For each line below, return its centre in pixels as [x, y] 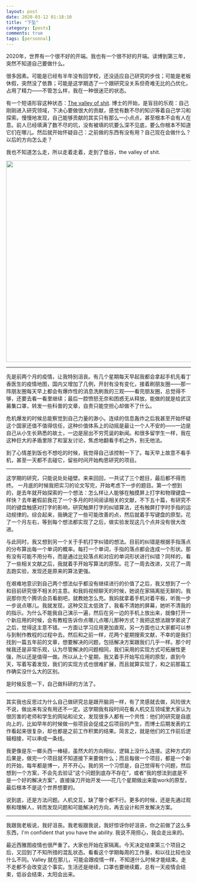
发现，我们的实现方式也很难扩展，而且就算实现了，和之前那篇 [111, 664]
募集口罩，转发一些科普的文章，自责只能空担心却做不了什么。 [81, 406]
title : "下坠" [23, 22]
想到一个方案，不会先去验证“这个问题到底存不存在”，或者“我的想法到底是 [94, 773]
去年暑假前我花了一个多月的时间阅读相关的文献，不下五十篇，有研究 [103, 500]
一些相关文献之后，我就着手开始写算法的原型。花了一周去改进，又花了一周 [101, 564]
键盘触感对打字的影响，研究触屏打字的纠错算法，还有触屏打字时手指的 [101, 507]
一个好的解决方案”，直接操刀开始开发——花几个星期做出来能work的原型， [100, 780]
